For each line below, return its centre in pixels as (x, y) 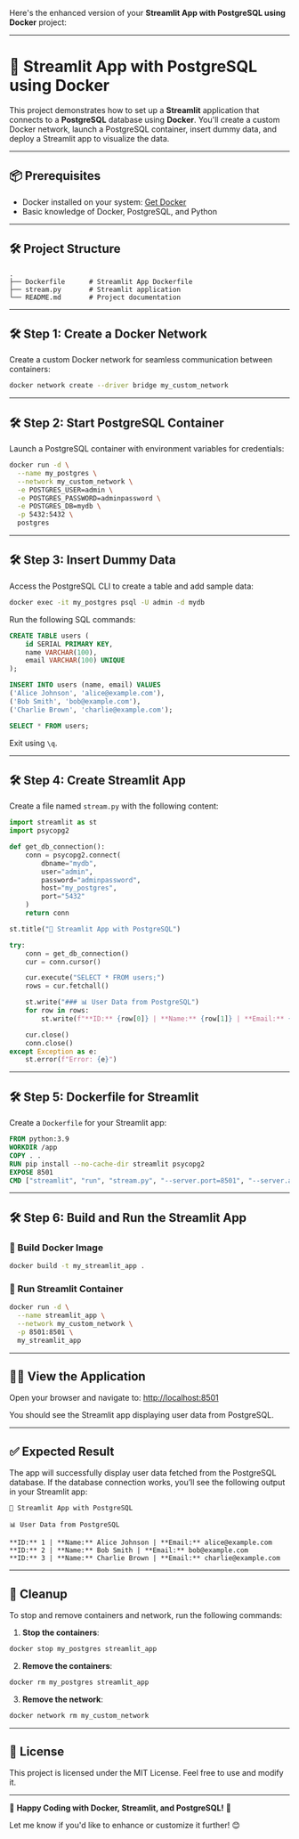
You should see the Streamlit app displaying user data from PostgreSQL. (141, 1415)
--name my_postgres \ (57, 473)
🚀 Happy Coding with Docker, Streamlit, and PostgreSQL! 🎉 (120, 1808)
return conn (47, 913)
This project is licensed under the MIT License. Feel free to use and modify (146, 1773)
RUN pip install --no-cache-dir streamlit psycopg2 (107, 1164)
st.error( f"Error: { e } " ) (71, 1060)
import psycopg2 (39, 831)
